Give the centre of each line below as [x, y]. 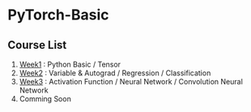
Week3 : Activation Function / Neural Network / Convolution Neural [131, 82]
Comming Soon [45, 99]
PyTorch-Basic [58, 15]
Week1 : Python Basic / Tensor [70, 64]
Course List [37, 45]
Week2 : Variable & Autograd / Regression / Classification [115, 73]
